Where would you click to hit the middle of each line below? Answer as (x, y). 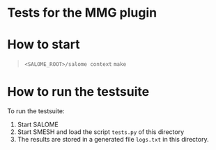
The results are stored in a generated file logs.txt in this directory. (113, 140)
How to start (44, 45)
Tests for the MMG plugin (82, 13)
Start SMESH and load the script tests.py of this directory (101, 132)
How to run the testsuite (78, 92)
